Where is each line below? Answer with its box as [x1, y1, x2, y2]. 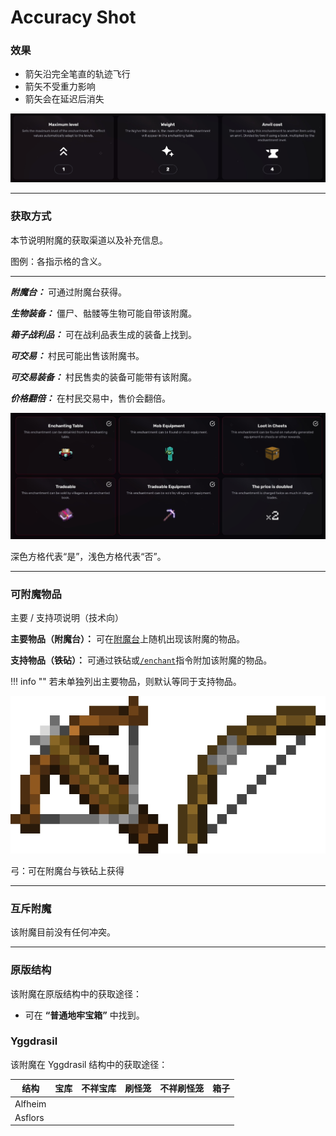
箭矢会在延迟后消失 [24, 93, 105, 105]
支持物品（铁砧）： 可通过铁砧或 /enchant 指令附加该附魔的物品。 [10, 654, 273, 666]
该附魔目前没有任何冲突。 [10, 926, 116, 938]
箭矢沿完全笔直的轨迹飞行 [24, 68, 131, 80]
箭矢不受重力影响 [24, 81, 96, 93]
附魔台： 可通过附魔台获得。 [10, 286, 127, 298]
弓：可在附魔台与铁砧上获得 [10, 864, 125, 876]
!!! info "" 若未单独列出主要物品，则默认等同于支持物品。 [10, 675, 242, 687]
